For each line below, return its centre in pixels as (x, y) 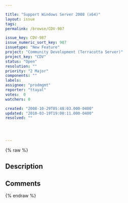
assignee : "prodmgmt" (28, 85)
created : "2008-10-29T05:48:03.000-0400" (50, 108)
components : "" (21, 76)
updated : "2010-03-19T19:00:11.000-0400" (50, 113)
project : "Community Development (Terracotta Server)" (64, 52)
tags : (11, 24)
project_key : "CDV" (26, 56)
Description (24, 166)
